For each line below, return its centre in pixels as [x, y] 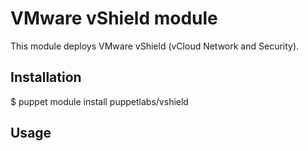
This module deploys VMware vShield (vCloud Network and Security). [155, 46]
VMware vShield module [114, 18]
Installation [46, 77]
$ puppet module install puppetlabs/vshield [99, 101]
